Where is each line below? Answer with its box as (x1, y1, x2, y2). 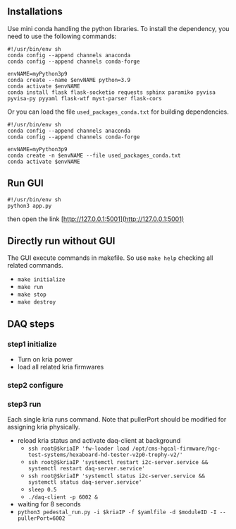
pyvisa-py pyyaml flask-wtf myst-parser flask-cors (7, 95, 162, 102)
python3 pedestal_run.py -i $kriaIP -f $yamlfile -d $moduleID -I (17, 509, 217, 516)
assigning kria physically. (7, 423, 80, 432)
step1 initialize (7, 339, 58, 349)
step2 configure (7, 381, 63, 391)
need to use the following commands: (7, 32, 117, 40)
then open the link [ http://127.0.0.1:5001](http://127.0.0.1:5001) (7, 215, 185, 223)
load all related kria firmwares (17, 363, 104, 372)
